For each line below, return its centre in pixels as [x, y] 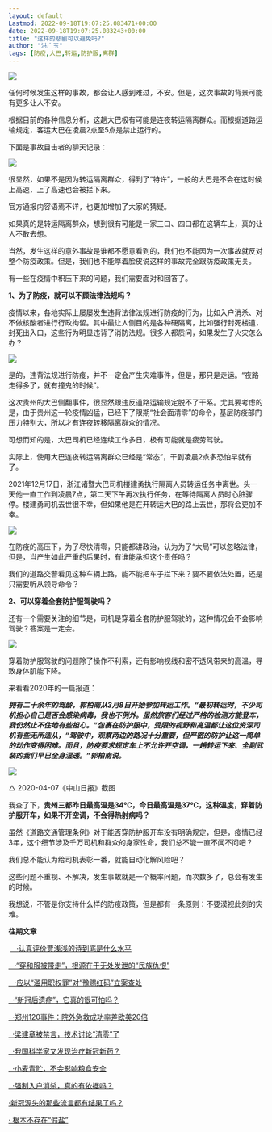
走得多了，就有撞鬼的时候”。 [56, 385]
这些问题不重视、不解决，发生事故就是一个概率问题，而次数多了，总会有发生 [136, 876]
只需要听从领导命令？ [44, 584]
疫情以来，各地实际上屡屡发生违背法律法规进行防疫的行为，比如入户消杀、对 [136, 312]
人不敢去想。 [29, 234]
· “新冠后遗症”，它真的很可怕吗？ [65, 1000]
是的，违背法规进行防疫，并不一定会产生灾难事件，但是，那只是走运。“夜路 [134, 375]
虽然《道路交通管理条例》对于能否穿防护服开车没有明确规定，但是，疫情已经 [136, 832]
